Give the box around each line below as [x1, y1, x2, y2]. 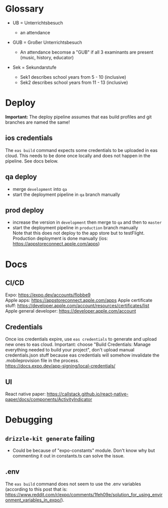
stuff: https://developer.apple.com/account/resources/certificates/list [5, 302, 150, 309]
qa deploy [5, 173, 37, 181]
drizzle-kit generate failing [5, 434, 95, 442]
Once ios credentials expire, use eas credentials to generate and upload [5, 336, 157, 342]
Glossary [5, 3, 44, 15]
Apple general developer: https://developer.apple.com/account [5, 308, 136, 314]
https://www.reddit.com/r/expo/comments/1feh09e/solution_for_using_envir [5, 491, 163, 497]
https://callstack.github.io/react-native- [46, 391, 129, 397]
